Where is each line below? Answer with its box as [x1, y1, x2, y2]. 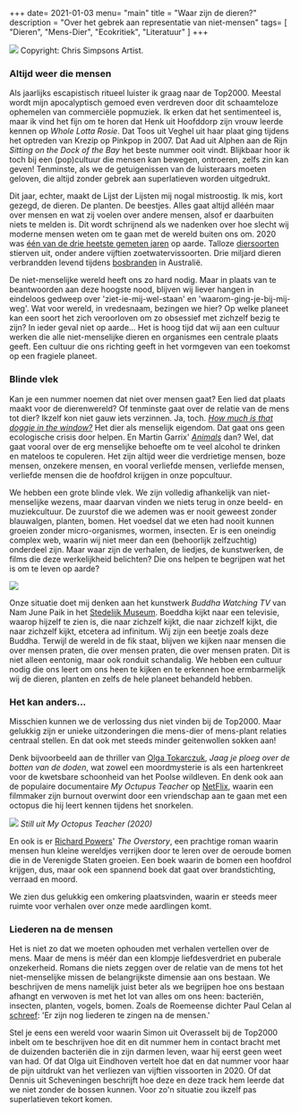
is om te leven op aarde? [9, 563, 100, 574]
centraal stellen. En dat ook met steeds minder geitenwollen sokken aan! [9, 734, 277, 746]
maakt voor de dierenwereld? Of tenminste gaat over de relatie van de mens [9, 403, 289, 414]
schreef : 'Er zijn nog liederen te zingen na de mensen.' [9, 1010, 210, 1021]
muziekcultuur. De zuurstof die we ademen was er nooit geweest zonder [9, 506, 278, 517]
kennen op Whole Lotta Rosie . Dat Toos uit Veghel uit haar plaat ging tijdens [9, 125, 289, 137]
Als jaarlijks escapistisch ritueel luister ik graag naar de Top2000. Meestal [9, 88, 282, 98]
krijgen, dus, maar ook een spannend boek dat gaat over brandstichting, [9, 864, 276, 875]
